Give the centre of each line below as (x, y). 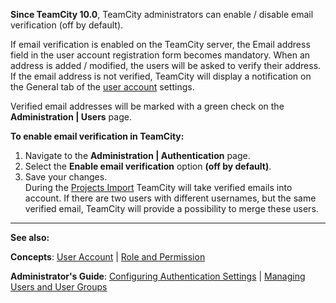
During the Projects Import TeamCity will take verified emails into (158, 187)
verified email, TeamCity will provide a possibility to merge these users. (171, 208)
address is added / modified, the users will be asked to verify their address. (166, 65)
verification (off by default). (67, 25)
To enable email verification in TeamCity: (97, 136)
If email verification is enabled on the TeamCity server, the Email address (160, 44)
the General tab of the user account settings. (102, 87)
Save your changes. (66, 177)
